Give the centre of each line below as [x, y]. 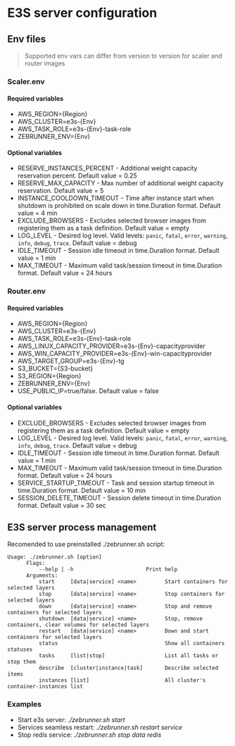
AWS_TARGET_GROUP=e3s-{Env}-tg [71, 361]
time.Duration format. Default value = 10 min [82, 490]
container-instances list [45, 687]
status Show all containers [132, 644]
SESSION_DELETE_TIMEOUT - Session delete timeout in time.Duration [119, 497]
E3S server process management [82, 527]
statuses [20, 649]
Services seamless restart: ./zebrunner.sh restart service [100, 727]
